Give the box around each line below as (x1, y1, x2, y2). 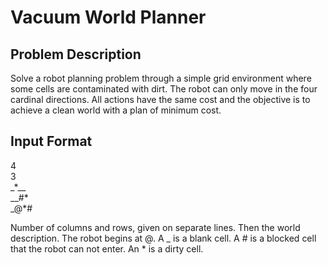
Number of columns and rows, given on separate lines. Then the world (10, 221, 301, 233)
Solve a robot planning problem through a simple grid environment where (10, 72, 312, 84)
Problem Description (10, 46, 142, 63)
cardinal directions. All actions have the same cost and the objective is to (10, 94, 311, 105)
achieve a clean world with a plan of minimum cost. (10, 104, 222, 116)
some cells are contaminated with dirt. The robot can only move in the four (10, 83, 318, 95)
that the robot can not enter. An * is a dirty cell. (10, 242, 204, 255)
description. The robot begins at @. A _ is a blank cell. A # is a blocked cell (10, 232, 317, 244)
